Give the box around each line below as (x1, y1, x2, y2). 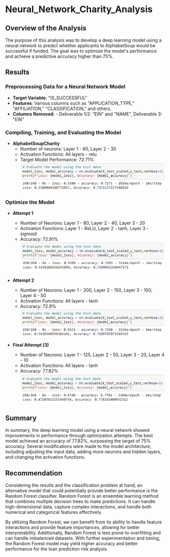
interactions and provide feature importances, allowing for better (5, 525, 140, 531)
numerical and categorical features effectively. (5, 509, 102, 515)
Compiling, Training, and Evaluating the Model (5, 129, 121, 136)
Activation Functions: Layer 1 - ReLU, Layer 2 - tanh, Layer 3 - (20, 226, 149, 232)
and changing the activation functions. (5, 454, 86, 460)
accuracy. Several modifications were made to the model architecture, (5, 443, 152, 450)
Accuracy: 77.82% (20, 368, 59, 374)
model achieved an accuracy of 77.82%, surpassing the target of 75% (5, 438, 151, 444)
